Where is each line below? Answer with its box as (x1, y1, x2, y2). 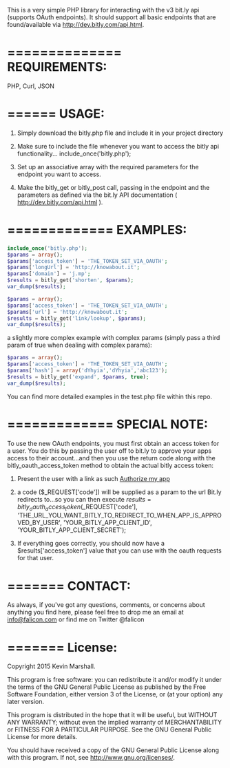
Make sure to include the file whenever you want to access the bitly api (17, 142, 219, 150)
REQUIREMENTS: (7, 59, 107, 75)
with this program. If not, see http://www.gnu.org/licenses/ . (7, 754, 176, 762)
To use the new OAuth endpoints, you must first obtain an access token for (7, 439, 220, 447)
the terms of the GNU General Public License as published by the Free (7, 683, 207, 691)
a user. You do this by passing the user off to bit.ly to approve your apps (7, 447, 212, 455)
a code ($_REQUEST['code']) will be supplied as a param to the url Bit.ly (17, 488, 222, 496)
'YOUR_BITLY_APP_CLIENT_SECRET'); (17, 526, 126, 534)
